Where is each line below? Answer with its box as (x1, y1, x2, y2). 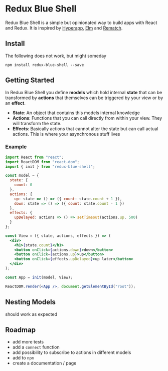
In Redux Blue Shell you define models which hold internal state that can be (5, 89, 162, 95)
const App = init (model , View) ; (5, 275, 73, 280)
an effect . (5, 100, 26, 106)
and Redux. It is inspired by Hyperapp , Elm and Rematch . (5, 25, 123, 31)
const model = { (5, 173, 39, 178)
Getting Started (5, 76, 55, 85)
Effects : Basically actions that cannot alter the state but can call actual (12, 126, 158, 132)
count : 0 (14, 182, 33, 188)
